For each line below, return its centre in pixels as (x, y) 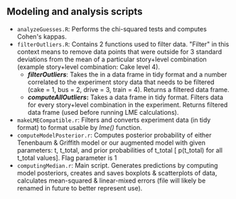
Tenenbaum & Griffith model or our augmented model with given (111, 143)
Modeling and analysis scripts (75, 12)
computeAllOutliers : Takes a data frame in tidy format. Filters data (125, 97)
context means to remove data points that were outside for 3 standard (119, 51)
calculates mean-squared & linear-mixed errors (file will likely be (111, 180)
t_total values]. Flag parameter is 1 (67, 158)
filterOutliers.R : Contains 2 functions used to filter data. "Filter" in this (123, 44)
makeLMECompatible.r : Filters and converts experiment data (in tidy (114, 120)
